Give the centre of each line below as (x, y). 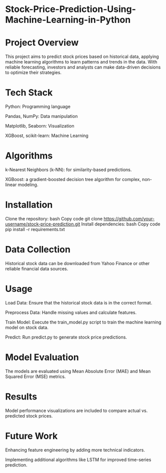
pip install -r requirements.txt (35, 229)
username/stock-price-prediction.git (43, 224)
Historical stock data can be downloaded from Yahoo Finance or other (77, 263)
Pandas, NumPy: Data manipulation (41, 116)
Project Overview (42, 43)
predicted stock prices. (29, 415)
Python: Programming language (38, 106)
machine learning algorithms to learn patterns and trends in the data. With (81, 62)
